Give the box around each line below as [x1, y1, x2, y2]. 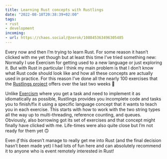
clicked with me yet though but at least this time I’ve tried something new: [5, 54, 157, 60]
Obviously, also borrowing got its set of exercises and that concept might [5, 117, 156, 123]
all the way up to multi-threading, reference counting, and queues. [5, 111, 142, 117]
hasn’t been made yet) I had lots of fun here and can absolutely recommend [5, 142, 161, 148]
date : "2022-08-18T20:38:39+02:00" [5, 12, 79, 17]
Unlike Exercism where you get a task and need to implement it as [5, 90, 141, 96]
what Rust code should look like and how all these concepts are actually [5, 70, 153, 76]
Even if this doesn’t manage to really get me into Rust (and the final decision [5, 137, 162, 143]
